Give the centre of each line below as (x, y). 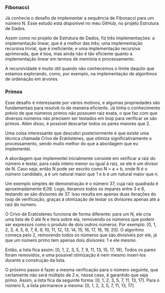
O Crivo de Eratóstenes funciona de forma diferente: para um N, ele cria (78, 214)
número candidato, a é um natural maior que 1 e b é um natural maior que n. (82, 174)
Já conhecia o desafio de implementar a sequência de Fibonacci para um (80, 18)
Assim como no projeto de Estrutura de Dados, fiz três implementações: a (80, 38)
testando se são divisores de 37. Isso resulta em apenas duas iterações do (81, 194)
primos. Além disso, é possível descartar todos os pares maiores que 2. (78, 123)
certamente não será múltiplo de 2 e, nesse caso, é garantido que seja (77, 275)
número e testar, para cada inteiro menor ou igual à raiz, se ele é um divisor (82, 163)
